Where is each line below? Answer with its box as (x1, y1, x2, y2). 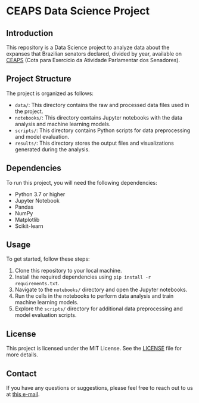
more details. (6, 351, 39, 358)
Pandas (14, 203, 34, 210)
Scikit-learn (14, 222, 43, 230)
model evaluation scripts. (14, 312, 77, 319)
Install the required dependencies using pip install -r (14, 273, 151, 280)
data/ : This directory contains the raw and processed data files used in (14, 101, 189, 108)
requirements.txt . (14, 280, 60, 287)
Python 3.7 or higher (14, 190, 66, 198)
